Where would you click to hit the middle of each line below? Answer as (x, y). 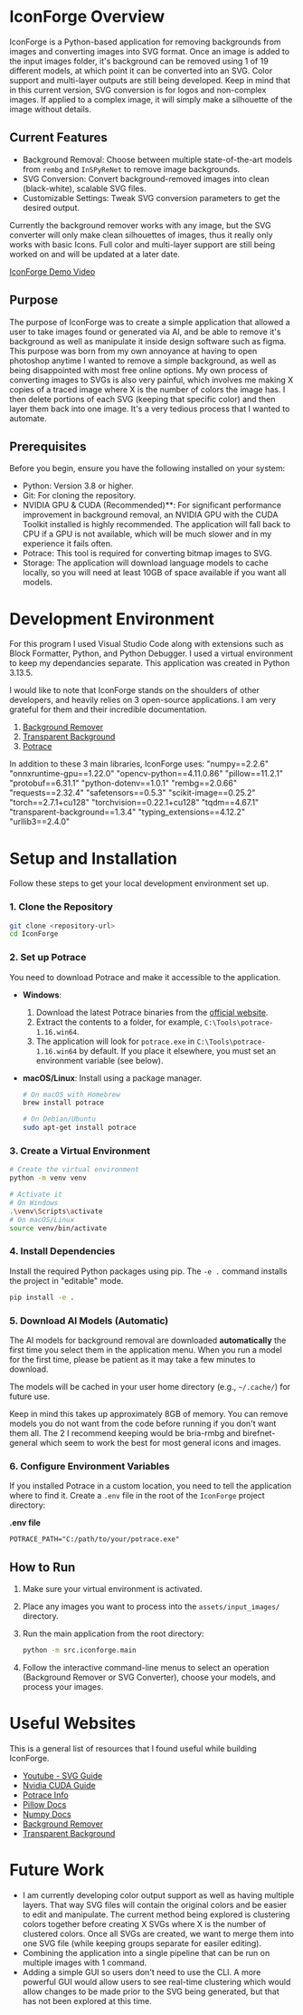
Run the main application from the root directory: (113, 1634)
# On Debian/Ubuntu (59, 1119)
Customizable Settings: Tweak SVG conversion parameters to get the (151, 198)
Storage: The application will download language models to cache (145, 563)
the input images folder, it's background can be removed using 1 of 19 (139, 61)
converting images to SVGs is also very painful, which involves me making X (151, 380)
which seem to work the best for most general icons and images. (161, 1442)
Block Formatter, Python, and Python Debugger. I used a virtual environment (151, 653)
